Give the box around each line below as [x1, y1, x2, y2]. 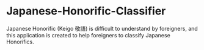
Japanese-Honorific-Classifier [6, 4, 166, 18]
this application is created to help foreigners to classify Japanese [6, 31, 171, 39]
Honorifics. [6, 38, 35, 45]
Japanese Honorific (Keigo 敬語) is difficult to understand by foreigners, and [6, 25, 199, 32]
